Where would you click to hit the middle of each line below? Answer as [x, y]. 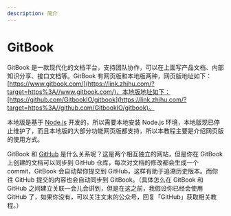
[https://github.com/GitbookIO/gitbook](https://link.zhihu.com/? [97, 99]
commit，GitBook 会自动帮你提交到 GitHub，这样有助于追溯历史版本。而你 [113, 171]
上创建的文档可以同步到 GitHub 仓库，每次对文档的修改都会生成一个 [103, 163]
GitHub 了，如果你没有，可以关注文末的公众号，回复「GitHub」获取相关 [109, 197]
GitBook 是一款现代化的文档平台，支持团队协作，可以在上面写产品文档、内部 [115, 67]
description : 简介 [32, 13]
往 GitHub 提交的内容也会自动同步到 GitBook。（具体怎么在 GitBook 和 [106, 180]
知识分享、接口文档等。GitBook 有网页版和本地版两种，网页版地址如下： [109, 75]
